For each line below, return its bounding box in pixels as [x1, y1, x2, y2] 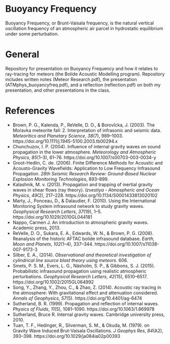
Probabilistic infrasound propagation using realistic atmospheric [12, 268, 147, 274]
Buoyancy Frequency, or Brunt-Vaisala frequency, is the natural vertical [5, 20, 154, 26]
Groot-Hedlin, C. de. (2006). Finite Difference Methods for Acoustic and [12, 160, 163, 166]
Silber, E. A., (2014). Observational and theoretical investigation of [12, 252, 151, 258]
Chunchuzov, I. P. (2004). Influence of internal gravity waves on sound [12, 143, 161, 149]
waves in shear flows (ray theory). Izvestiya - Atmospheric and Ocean [12, 187, 160, 193]
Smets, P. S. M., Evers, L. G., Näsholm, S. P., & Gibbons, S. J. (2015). [12, 262, 155, 269]
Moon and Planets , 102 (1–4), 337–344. [12, 241, 94, 247]
